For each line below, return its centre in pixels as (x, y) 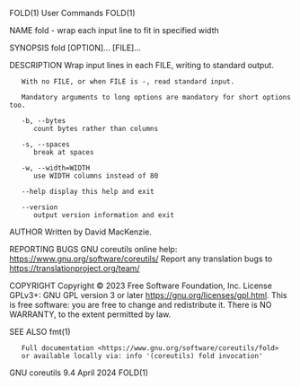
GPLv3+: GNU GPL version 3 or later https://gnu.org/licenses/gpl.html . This (148, 295)
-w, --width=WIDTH (56, 168)
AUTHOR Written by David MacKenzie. (81, 232)
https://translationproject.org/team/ (75, 268)
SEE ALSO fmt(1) (40, 332)
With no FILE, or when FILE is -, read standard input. (128, 82)
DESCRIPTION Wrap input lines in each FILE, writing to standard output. (141, 65)
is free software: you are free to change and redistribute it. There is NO (141, 305)
